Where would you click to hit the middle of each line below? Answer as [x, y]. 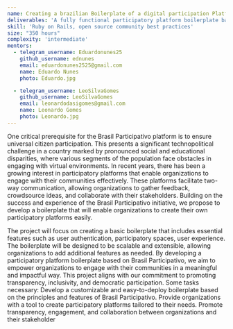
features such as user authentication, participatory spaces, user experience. [116, 238]
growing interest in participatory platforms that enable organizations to [108, 173]
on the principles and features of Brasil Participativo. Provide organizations [114, 297]
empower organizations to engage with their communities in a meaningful [112, 267]
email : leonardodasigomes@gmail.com [73, 104]
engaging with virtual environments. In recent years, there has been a [106, 166]
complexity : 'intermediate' [48, 40]
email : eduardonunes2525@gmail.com [71, 65]
